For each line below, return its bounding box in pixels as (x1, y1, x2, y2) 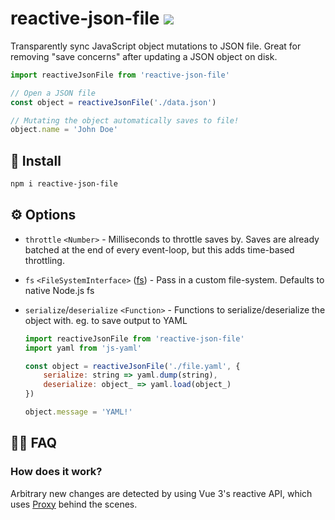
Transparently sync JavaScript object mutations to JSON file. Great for (10, 40, 302, 52)
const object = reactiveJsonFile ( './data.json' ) (10, 97, 217, 107)
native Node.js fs (24, 284, 95, 296)
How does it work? (10, 465, 103, 479)
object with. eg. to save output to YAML (24, 314, 188, 326)
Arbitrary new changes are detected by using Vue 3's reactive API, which (10, 487, 313, 499)
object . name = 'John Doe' (10, 125, 118, 135)
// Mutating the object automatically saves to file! (10, 115, 240, 126)
